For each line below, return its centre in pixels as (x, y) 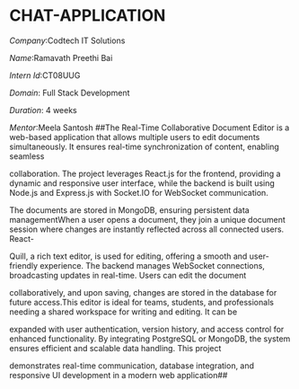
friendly (24, 265)
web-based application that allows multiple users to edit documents (135, 137)
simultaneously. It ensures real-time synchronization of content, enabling (145, 146)
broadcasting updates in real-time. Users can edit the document (128, 275)
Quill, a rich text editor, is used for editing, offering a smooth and (128, 256)
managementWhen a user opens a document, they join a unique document (147, 219)
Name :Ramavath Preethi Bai (61, 57)
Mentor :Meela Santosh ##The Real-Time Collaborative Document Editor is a (149, 128)
